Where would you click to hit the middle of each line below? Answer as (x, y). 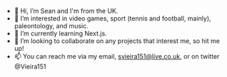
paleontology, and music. (51, 26)
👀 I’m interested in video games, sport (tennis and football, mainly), (113, 18)
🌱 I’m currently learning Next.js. (60, 33)
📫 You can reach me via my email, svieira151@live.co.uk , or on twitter (117, 56)
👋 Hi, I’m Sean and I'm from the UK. (66, 11)
